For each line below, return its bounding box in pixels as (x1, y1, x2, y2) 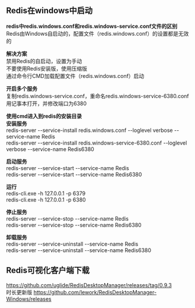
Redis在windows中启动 (6, 5, 93, 16)
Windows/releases (6, 295, 52, 302)
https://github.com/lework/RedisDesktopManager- (33, 288, 157, 296)
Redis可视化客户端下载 (6, 265, 90, 275)
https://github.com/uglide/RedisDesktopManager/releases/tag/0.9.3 (6, 281, 172, 288)
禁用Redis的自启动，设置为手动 (6, 57, 82, 64)
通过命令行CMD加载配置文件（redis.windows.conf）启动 (6, 72, 145, 79)
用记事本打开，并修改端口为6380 (6, 100, 87, 107)
